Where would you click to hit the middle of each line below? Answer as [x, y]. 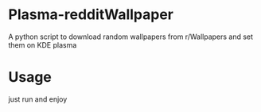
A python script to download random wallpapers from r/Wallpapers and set [130, 37]
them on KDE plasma [43, 44]
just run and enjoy [38, 99]
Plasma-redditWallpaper [91, 15]
